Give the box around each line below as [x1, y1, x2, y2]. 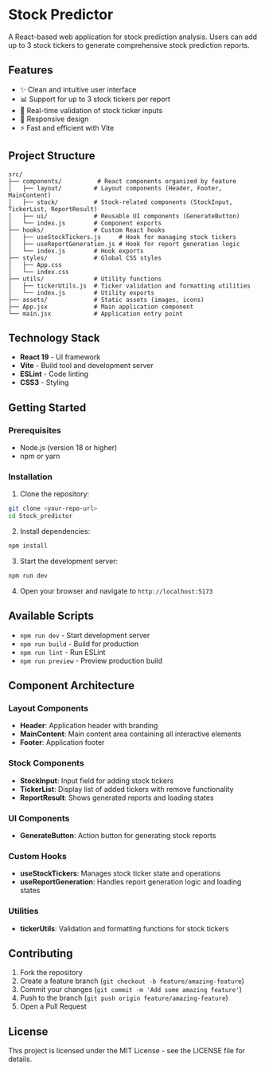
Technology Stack [8, 331, 100, 344]
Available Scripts [8, 609, 94, 623]
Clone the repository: [19, 489, 90, 499]
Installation [8, 471, 53, 482]
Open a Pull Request [19, 1001, 88, 1011]
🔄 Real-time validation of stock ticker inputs [19, 105, 163, 115]
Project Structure [8, 149, 95, 163]
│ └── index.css [8, 268, 69, 276]
